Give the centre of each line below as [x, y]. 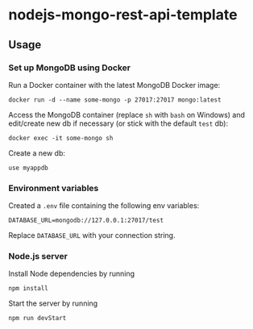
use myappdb [28, 168]
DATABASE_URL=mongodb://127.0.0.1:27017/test [86, 221]
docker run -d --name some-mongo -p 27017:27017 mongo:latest [115, 100]
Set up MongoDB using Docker [70, 68]
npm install [28, 289]
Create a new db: [37, 153]
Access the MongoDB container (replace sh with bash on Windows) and [127, 115]
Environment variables [54, 188]
